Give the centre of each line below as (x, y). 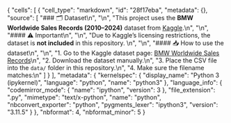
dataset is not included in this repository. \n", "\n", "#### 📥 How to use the (115, 43)
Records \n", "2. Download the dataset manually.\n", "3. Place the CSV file (112, 60)
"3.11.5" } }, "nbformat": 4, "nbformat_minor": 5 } (77, 112)
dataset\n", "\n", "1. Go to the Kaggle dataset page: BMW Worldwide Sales (113, 53)
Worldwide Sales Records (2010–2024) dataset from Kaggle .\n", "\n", (108, 28)
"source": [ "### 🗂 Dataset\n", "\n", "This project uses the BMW (100, 18)
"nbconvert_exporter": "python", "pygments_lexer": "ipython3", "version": (113, 105)
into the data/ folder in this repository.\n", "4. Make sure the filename (106, 68)
